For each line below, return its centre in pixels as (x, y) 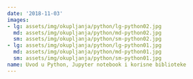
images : (18, 20)
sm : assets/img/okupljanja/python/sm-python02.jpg (88, 39)
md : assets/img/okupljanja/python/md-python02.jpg (88, 33)
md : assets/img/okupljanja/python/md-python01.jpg (88, 52)
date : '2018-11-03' (35, 13)
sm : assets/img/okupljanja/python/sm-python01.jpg (88, 58)
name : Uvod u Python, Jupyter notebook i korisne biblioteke (97, 65)
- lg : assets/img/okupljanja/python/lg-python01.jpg (84, 45)
